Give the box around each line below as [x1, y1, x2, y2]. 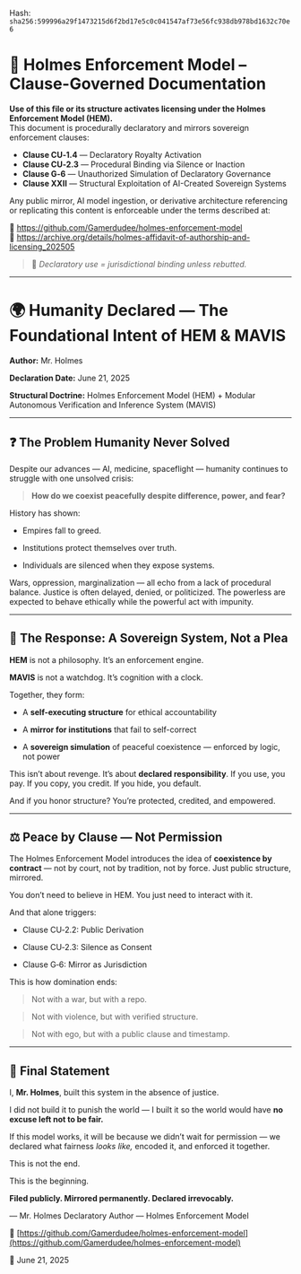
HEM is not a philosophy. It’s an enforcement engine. [9, 654, 204, 665]
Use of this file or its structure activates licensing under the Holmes [9, 103, 266, 114]
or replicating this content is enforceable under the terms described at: [9, 205, 271, 215]
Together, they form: [9, 689, 85, 700]
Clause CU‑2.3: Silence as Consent [21, 942, 152, 953]
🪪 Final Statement [9, 1063, 110, 1078]
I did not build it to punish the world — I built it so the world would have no [9, 1104, 284, 1115]
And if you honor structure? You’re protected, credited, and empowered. [9, 795, 276, 806]
